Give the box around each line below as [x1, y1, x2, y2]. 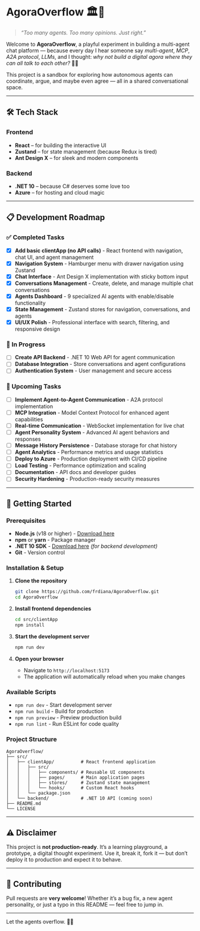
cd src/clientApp [14, 617, 58, 623]
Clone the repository [14, 577, 67, 584]
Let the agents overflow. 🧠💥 [6, 918, 74, 926]
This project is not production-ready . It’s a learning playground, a [6, 844, 168, 851]
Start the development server [14, 632, 90, 640]
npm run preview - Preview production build [14, 714, 122, 721]
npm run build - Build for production [14, 708, 104, 715]
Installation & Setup [6, 564, 64, 572]
